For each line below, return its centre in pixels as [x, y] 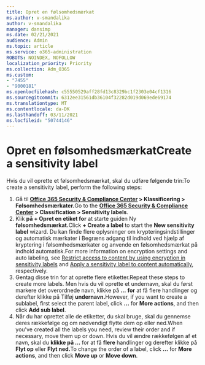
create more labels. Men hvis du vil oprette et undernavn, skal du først [104, 284]
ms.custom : [20, 75]
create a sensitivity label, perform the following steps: [74, 187]
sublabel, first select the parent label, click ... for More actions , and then [107, 304]
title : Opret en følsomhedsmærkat [51, 12]
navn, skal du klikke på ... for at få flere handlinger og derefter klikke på [106, 343]
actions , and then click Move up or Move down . [76, 356]
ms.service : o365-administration [49, 52]
